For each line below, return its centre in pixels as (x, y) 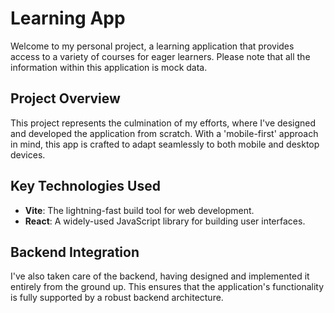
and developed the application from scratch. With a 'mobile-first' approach (164, 133)
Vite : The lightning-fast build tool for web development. (139, 210)
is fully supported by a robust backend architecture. (117, 298)
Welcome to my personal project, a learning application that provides (152, 46)
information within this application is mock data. (109, 67)
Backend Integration (75, 252)
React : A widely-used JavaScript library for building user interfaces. (165, 221)
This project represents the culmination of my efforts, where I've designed (163, 123)
